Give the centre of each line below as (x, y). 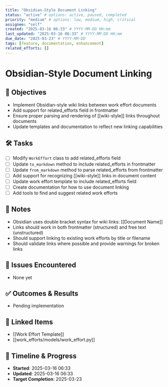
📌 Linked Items (29, 322)
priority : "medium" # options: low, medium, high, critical (71, 19)
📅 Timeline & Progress (41, 356)
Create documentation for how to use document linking (71, 187)
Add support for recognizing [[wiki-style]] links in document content (85, 175)
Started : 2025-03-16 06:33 (42, 368)
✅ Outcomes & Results (42, 293)
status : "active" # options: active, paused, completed (66, 15)
